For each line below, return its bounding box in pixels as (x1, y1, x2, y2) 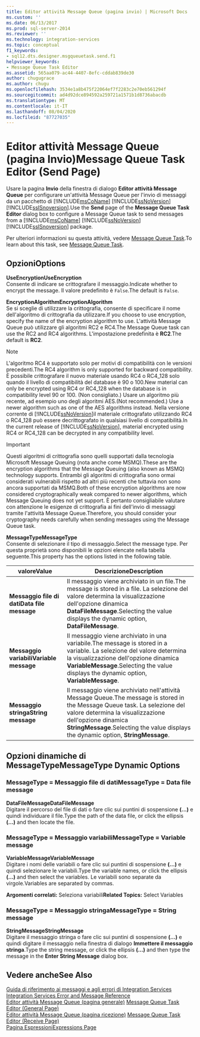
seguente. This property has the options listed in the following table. (6, 553, 171, 560)
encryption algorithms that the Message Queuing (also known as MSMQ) (6, 465, 185, 472)
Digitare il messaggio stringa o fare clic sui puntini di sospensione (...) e (6, 934, 183, 941)
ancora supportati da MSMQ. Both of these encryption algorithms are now (6, 484, 186, 491)
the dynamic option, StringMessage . (66, 731, 170, 739)
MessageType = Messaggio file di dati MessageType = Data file (6, 778, 192, 787)
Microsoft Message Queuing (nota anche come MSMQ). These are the (6, 459, 177, 466)
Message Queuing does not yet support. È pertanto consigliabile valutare (6, 497, 186, 504)
